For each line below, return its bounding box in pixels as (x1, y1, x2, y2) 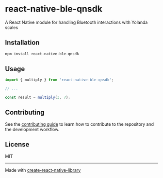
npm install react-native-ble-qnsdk (5, 51, 79, 56)
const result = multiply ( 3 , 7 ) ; (5, 95, 70, 100)
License (5, 140, 30, 148)
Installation (5, 39, 40, 47)
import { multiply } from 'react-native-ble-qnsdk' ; (5, 77, 114, 83)
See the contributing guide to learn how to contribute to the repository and (5, 121, 154, 127)
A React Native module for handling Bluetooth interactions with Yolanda (5, 19, 148, 25)
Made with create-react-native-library (5, 167, 81, 173)
